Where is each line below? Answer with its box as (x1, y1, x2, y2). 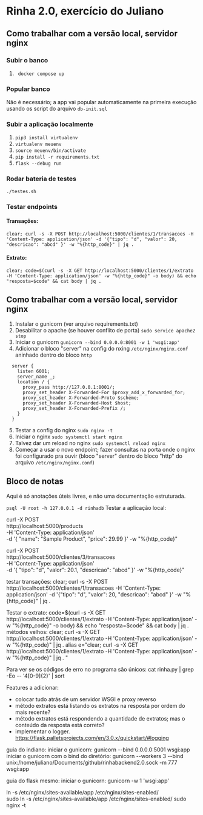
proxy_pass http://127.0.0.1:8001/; (22, 384, 115, 390)
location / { (17, 378, 50, 385)
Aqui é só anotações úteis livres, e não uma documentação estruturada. (6, 492, 186, 500)
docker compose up (18, 71, 65, 77)
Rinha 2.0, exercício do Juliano (6, 4, 164, 18)
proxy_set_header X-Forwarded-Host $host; (22, 400, 131, 406)
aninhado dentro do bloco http (15, 351, 92, 358)
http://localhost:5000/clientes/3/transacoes (6, 553, 115, 561)
